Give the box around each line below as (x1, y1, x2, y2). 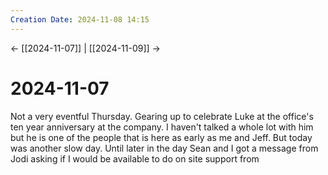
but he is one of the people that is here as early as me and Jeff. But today (10, 131, 313, 143)
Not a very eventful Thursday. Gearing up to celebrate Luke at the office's (10, 110, 314, 122)
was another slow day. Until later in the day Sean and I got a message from (10, 142, 319, 154)
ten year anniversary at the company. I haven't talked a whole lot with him (10, 121, 314, 133)
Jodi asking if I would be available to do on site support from (10, 152, 260, 165)
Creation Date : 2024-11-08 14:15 (10, 14, 150, 25)
